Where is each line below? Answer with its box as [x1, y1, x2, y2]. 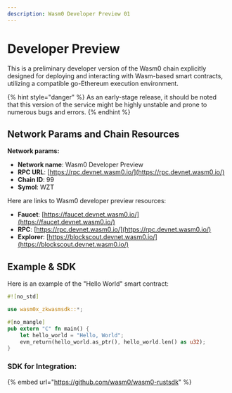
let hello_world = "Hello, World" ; [20, 332, 124, 339]
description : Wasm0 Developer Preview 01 [7, 10, 131, 18]
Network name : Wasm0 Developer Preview [17, 160, 144, 169]
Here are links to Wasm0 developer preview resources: [7, 197, 167, 205]
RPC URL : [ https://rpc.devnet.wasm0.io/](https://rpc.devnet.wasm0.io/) [17, 168, 225, 176]
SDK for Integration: [7, 361, 77, 371]
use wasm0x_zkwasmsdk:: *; [7, 306, 83, 313]
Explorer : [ [17, 233, 49, 241]
